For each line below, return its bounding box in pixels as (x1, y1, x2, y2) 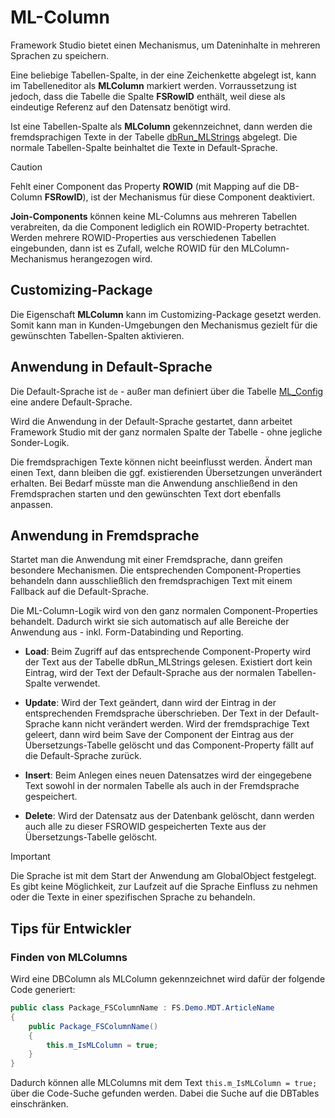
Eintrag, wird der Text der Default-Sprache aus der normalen (24, 667, 275, 679)
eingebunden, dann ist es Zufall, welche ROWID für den (10, 242, 240, 254)
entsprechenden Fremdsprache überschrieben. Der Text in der (24, 707, 284, 720)
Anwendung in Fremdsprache (10, 527, 200, 544)
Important (10, 851, 51, 863)
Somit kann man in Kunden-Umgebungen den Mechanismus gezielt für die (10, 319, 318, 331)
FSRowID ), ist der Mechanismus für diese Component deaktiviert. (44, 191, 315, 203)
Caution (10, 161, 43, 173)
